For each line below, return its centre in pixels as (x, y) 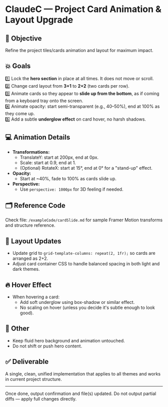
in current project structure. (34, 379)
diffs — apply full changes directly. (41, 398)
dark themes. (26, 269)
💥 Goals (18, 66)
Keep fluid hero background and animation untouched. (68, 340)
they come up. (20, 113)
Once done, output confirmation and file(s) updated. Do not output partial (81, 393)
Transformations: (31, 152)
